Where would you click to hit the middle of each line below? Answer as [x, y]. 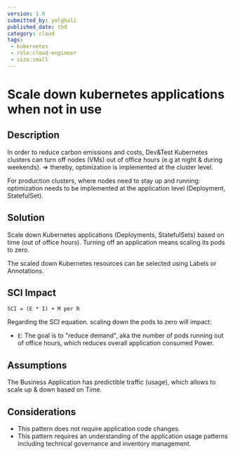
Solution [26, 218]
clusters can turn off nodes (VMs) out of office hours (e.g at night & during [115, 160]
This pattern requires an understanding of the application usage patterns [122, 436]
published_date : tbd [38, 27]
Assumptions [37, 365]
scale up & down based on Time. [55, 390]
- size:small [29, 60]
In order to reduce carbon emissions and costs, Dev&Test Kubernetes [108, 152]
